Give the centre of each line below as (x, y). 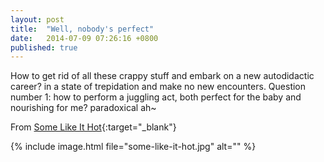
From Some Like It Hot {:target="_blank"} (93, 127)
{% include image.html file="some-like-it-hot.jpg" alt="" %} (133, 147)
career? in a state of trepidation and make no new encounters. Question (158, 87)
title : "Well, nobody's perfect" (82, 29)
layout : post (37, 19)
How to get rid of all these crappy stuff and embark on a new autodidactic (162, 76)
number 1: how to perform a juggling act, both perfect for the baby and (156, 97)
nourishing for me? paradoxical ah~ (83, 108)
